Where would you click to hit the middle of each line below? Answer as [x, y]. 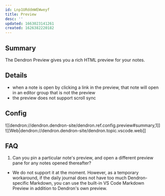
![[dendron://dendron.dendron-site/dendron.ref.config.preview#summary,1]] [83, 125]
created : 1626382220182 [30, 28]
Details [16, 75]
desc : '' [14, 19]
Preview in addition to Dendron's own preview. [60, 189]
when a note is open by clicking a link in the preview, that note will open [85, 87]
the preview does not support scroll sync [54, 98]
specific [20, 183]
